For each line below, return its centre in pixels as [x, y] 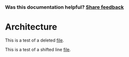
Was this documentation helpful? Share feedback [64, 7]
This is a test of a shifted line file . [38, 49]
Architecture [31, 27]
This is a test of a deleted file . [34, 40]
